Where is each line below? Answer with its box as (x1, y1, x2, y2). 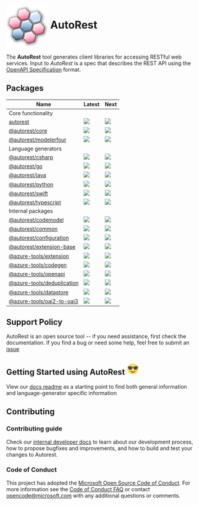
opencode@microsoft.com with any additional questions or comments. (6, 492, 180, 499)
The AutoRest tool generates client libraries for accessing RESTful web (6, 53, 182, 60)
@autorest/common (8, 225, 58, 232)
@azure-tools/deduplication (8, 279, 79, 287)
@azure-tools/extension (8, 252, 69, 260)
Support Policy (6, 317, 63, 327)
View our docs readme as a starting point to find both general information (6, 383, 187, 390)
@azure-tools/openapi (8, 270, 65, 278)
